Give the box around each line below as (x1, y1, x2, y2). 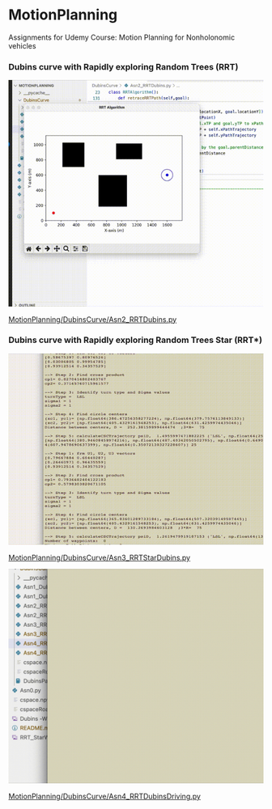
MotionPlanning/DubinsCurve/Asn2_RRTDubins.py (8, 314, 177, 324)
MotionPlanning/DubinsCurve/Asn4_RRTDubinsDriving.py (8, 791, 201, 802)
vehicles (8, 40, 36, 50)
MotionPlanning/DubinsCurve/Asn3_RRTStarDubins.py (8, 553, 191, 562)
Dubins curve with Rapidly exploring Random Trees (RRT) (8, 61, 239, 72)
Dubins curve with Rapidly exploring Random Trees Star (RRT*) (8, 334, 263, 345)
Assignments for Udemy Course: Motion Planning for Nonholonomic (8, 32, 236, 42)
